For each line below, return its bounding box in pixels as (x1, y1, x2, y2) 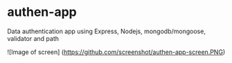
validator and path (7, 34, 59, 42)
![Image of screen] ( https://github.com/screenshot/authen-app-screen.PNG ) (7, 48, 226, 56)
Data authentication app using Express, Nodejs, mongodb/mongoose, (7, 27, 206, 35)
